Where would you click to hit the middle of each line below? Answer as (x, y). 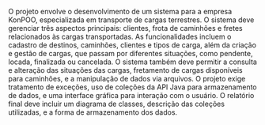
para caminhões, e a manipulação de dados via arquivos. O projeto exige (127, 79)
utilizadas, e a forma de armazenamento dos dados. (93, 112)
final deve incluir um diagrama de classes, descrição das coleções (117, 104)
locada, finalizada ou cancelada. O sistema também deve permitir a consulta (132, 62)
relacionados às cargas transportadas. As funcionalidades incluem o (120, 36)
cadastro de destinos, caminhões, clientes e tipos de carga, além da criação (132, 45)
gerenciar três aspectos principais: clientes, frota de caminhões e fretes (125, 28)
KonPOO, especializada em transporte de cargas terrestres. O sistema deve (131, 20)
